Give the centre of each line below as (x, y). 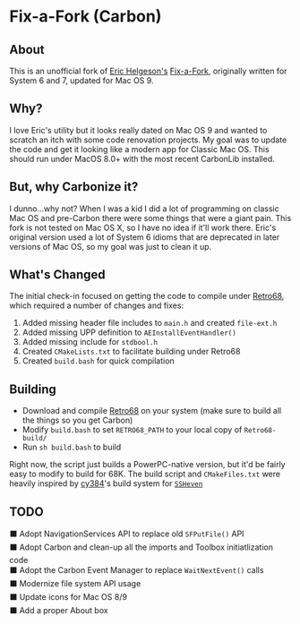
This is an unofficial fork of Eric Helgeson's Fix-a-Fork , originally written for (148, 71)
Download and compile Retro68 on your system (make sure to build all (152, 411)
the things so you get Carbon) (77, 420)
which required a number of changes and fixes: (97, 305)
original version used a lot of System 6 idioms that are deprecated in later (145, 237)
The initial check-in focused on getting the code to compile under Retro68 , (147, 296)
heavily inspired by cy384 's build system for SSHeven (106, 483)
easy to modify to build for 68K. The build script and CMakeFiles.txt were (145, 474)
